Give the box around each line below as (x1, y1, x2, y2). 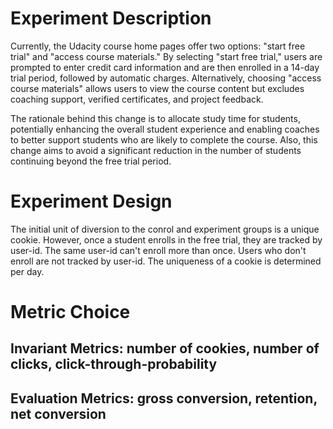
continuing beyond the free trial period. (10, 155, 172, 167)
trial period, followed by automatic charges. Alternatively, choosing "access (10, 72, 322, 84)
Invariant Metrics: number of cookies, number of (10, 340, 320, 357)
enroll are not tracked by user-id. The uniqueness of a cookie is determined (10, 255, 322, 267)
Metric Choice (10, 301, 131, 324)
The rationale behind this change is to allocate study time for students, (10, 112, 301, 124)
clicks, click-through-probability (10, 356, 218, 373)
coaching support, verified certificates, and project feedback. (10, 93, 264, 105)
